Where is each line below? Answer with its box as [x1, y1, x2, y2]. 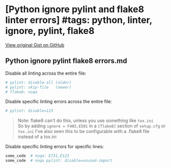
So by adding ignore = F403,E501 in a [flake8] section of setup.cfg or [17, 123, 166, 129]
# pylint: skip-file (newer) [5, 85, 72, 90]
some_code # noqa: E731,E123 [5, 153, 70, 158]
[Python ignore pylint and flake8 [5, 4, 144, 15]
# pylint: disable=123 [5, 108, 53, 114]
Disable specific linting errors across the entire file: [5, 98, 112, 105]
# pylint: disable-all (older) [5, 80, 72, 85]
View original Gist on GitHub [5, 42, 65, 48]
